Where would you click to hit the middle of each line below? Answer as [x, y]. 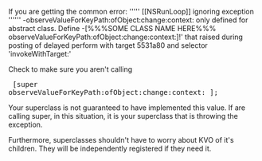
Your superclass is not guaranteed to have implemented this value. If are [127, 108]
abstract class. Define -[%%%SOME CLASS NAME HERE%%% [112, 28]
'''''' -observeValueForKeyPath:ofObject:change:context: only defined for [128, 20]
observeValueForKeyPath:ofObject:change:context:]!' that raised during [125, 37]
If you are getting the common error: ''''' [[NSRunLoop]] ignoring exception [131, 12]
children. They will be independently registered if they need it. [110, 148]
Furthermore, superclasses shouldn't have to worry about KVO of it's [121, 140]
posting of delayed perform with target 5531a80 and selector [108, 45]
